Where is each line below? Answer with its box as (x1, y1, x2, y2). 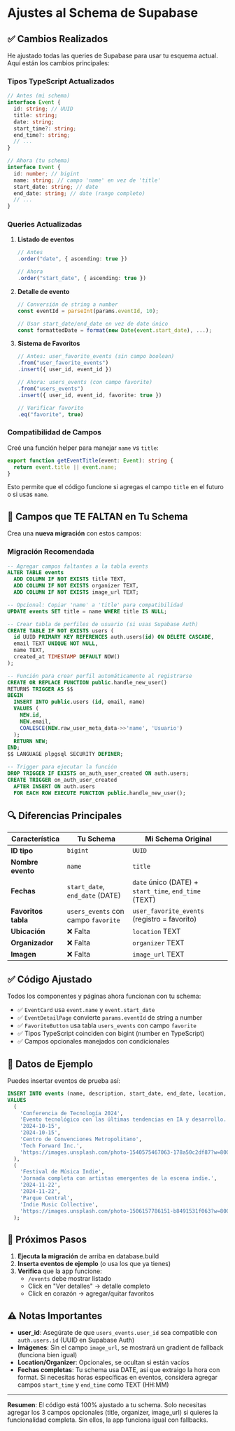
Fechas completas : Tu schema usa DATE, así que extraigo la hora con (17, 1366, 220, 1374)
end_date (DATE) (66, 891, 121, 900)
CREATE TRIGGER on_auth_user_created (7, 776, 117, 783)
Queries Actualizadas (7, 220, 83, 229)
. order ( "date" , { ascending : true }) (17, 255, 128, 262)
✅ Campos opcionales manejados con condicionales (17, 1037, 170, 1046)
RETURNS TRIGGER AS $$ (7, 686, 73, 693)
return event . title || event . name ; (13, 463, 117, 471)
